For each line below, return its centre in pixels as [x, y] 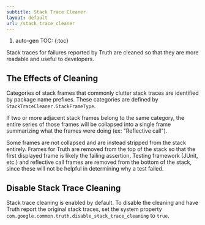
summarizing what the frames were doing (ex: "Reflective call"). [87, 131]
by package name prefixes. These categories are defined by [82, 100]
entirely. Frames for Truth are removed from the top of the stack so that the [101, 149]
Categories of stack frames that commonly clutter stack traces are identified [102, 93]
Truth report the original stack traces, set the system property [84, 209]
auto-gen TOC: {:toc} [42, 41]
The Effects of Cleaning [52, 78]
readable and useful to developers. [50, 59]
